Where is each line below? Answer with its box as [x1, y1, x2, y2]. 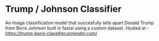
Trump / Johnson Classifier [5, 3, 122, 15]
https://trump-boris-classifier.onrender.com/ [5, 30, 98, 36]
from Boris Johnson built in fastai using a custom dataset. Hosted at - [5, 25, 149, 31]
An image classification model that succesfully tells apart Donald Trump [5, 20, 154, 26]
